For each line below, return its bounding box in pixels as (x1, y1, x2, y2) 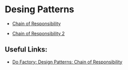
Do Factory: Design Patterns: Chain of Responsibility (12, 59, 123, 65)
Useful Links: (5, 45, 48, 54)
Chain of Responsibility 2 (12, 30, 65, 36)
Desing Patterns (5, 4, 74, 15)
